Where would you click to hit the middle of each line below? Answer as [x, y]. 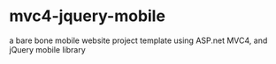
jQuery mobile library [47, 49]
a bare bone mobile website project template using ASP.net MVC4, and [138, 40]
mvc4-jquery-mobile [88, 16]
